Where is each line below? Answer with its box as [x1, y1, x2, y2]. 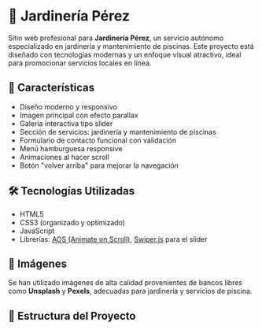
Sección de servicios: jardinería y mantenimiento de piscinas [19, 127, 216, 136]
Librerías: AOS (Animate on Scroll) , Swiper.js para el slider [19, 234, 208, 243]
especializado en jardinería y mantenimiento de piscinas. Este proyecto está [8, 41, 254, 50]
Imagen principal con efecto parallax [19, 110, 139, 120]
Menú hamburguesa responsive [19, 143, 123, 153]
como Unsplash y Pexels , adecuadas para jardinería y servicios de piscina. [8, 287, 253, 296]
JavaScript [19, 226, 55, 235]
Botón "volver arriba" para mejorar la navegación [19, 161, 179, 170]
